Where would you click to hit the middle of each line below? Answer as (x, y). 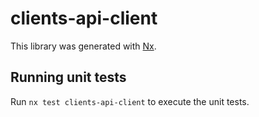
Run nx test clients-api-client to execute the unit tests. (130, 101)
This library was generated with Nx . (83, 46)
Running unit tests (68, 77)
